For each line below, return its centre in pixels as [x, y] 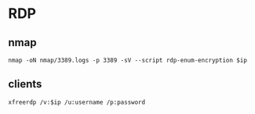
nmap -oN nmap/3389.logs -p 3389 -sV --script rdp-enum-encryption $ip [127, 60]
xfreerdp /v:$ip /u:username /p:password [77, 102]
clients [25, 84]
